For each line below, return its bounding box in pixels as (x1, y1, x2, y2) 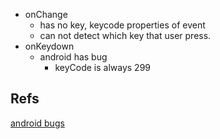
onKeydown (24, 40, 75, 52)
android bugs (10, 117, 65, 129)
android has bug (39, 51, 108, 63)
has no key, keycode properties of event (39, 19, 206, 31)
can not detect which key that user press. (39, 30, 212, 41)
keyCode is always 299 (54, 62, 151, 73)
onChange (24, 9, 68, 20)
